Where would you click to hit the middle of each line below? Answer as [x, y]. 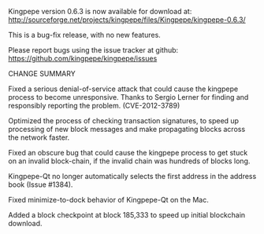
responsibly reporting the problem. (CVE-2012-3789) [94, 106]
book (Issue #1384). [41, 185]
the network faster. [39, 137]
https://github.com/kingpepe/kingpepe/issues [83, 58]
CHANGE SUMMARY [42, 73]
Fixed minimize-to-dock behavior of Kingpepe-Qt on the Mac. [108, 200]
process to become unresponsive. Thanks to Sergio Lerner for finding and [128, 97]
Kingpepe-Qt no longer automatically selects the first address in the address [132, 176]
